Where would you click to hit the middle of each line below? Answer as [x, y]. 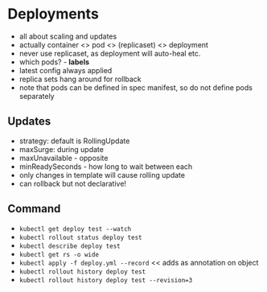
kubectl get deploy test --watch [75, 229]
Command [34, 209]
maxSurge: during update [61, 149]
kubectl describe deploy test [70, 246]
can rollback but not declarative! [72, 183]
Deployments [53, 14]
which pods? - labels [54, 62]
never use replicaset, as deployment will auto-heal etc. [110, 53]
